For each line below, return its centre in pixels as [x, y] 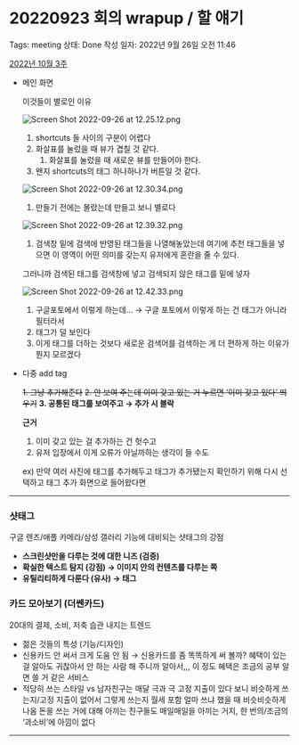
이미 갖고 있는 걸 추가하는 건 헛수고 [96, 441]
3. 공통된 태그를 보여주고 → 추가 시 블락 [107, 403]
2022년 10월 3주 [39, 63]
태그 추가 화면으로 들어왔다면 [96, 482]
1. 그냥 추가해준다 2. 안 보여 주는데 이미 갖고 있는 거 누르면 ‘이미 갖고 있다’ [150, 392]
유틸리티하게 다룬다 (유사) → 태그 [79, 578]
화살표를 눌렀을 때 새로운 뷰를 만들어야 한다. [125, 160]
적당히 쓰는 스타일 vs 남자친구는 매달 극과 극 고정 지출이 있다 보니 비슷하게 [151, 688]
